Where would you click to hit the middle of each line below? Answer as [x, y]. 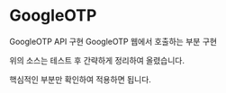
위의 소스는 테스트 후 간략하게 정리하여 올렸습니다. [97, 60]
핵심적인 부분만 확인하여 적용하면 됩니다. [80, 79]
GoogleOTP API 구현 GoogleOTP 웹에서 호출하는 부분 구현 [113, 41]
